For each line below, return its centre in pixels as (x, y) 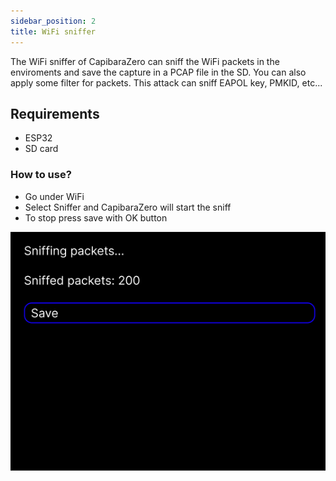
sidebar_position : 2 (53, 21)
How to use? (41, 175)
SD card (41, 149)
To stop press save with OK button (96, 217)
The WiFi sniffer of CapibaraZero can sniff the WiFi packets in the (145, 61)
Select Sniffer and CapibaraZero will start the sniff (128, 207)
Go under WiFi (54, 196)
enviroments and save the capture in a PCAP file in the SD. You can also (158, 72)
